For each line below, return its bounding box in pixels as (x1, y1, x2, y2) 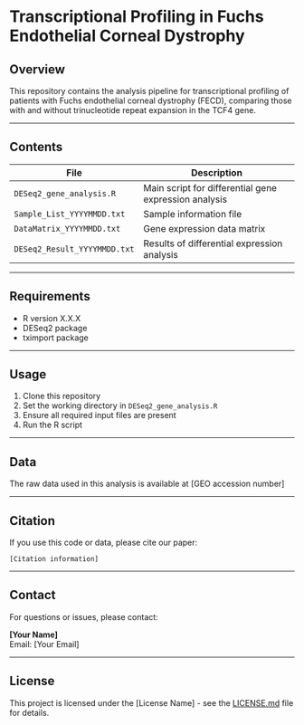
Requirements (9, 289, 90, 304)
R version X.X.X (22, 312, 81, 323)
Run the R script (22, 419, 83, 431)
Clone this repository (22, 391, 101, 402)
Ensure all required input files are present (22, 410, 176, 421)
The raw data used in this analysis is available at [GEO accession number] (9, 478, 285, 490)
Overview (9, 62, 66, 77)
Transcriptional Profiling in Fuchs (9, 6, 264, 27)
